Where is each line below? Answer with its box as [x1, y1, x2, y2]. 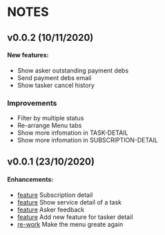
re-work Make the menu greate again [17, 220, 124, 228]
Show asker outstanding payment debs [17, 66, 129, 75]
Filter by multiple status [17, 114, 84, 122]
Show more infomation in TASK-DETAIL [17, 129, 129, 137]
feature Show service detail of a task [17, 198, 122, 206]
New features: [7, 51, 49, 59]
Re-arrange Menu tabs [17, 122, 82, 130]
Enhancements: [7, 176, 54, 184]
